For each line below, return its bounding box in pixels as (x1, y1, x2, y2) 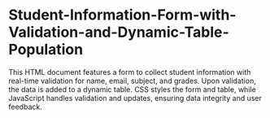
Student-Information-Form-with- (8, 6, 237, 24)
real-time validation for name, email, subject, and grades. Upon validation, (8, 76, 256, 85)
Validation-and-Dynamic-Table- (8, 23, 229, 42)
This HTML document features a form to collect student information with (8, 67, 251, 76)
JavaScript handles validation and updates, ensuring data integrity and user (8, 93, 263, 103)
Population (8, 41, 84, 59)
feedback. (8, 102, 42, 111)
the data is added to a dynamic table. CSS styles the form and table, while (8, 84, 256, 94)
